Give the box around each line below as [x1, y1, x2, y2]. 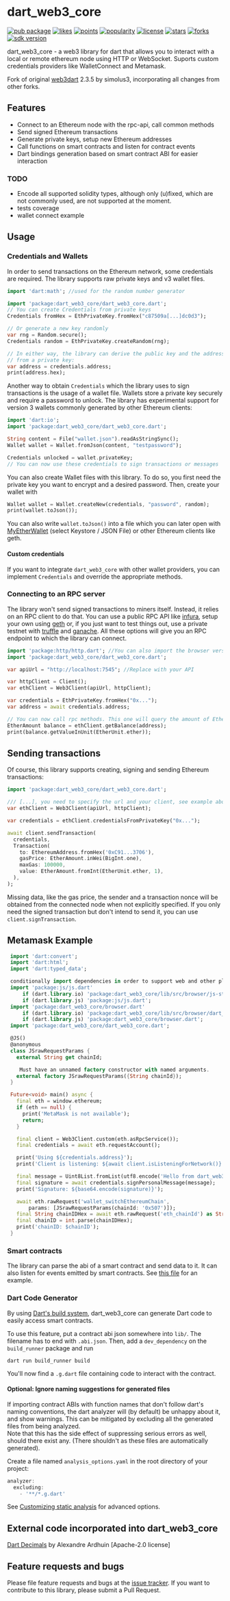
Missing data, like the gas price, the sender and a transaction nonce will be [7, 893, 218, 901]
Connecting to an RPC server [7, 590, 106, 599]
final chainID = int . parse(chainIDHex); [16, 1217, 133, 1224]
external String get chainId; [16, 1054, 103, 1061]
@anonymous [10, 1042, 41, 1048]
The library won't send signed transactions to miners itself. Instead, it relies [7, 605, 219, 613]
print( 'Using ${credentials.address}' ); [16, 1155, 133, 1161]
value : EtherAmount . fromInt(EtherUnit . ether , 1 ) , [19, 868, 164, 875]
